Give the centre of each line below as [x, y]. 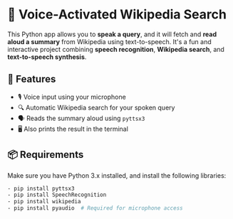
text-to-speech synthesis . [47, 57]
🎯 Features [32, 79]
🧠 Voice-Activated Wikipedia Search [117, 15]
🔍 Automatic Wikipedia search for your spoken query [96, 107]
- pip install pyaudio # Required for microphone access [95, 208]
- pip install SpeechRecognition [57, 195]
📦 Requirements [46, 155]
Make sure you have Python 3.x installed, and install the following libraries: [117, 175]
